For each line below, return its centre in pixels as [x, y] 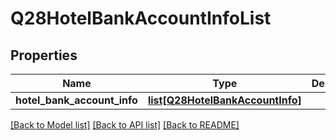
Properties [44, 55]
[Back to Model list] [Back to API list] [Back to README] [125, 125]
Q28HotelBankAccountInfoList [141, 18]
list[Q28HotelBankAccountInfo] [224, 100]
